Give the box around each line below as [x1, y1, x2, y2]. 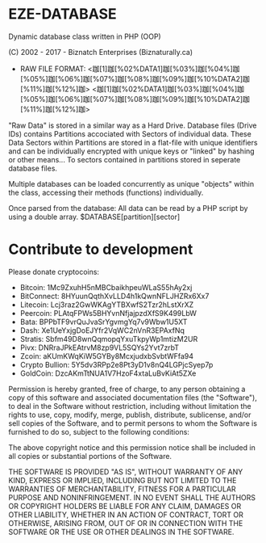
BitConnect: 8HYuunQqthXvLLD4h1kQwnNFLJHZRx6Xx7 [19, 291, 210, 301]
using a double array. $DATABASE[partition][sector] [8, 212, 181, 221]
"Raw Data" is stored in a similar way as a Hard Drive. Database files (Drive [8, 120, 257, 130]
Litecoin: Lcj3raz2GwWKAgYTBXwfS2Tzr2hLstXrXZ [19, 300, 194, 309]
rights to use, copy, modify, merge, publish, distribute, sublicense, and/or [8, 410, 251, 419]
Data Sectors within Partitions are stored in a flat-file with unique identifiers [8, 137, 258, 147]
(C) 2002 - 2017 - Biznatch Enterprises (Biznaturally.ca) [8, 47, 193, 57]
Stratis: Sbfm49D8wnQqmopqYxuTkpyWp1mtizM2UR [19, 334, 198, 343]
